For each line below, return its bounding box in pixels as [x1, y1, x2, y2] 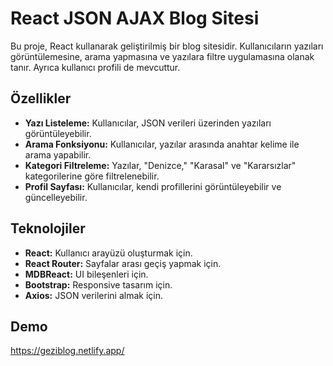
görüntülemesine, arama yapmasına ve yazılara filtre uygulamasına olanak [10, 50, 315, 62]
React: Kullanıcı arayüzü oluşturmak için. [24, 247, 193, 259]
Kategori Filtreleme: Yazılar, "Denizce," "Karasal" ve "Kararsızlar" [24, 159, 297, 171]
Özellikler [10, 90, 72, 107]
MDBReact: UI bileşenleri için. [24, 268, 149, 280]
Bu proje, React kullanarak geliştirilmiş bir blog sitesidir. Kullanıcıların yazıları [10, 40, 324, 52]
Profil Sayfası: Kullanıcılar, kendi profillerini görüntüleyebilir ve [24, 180, 282, 192]
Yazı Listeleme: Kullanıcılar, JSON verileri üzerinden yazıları [24, 117, 272, 129]
